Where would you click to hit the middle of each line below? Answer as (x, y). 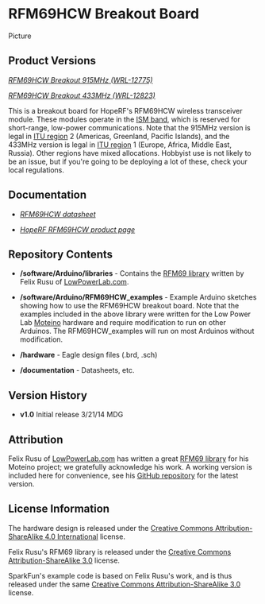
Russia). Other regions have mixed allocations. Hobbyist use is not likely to (130, 153)
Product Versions (52, 61)
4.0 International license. (85, 536)
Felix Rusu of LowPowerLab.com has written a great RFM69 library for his (129, 459)
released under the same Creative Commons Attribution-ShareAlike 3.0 (124, 584)
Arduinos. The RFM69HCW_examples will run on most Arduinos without (137, 331)
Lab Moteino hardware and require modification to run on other (123, 323)
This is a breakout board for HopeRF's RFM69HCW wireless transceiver (126, 110)
